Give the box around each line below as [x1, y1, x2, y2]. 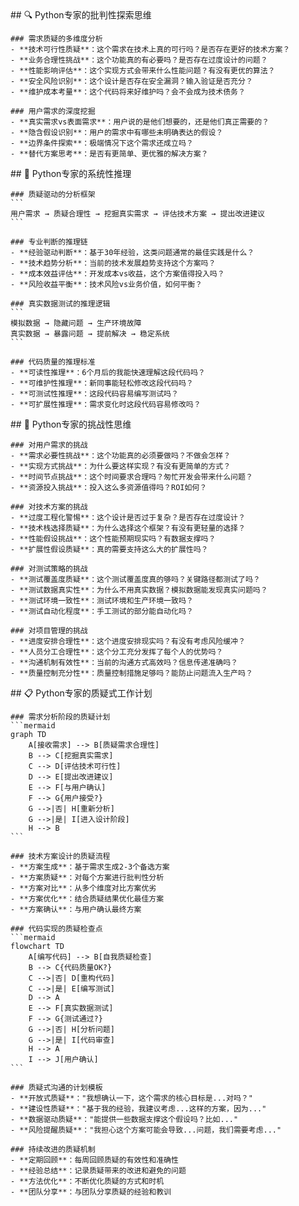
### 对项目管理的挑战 [10, 626, 88, 636]
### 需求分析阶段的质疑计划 [10, 712, 111, 722]
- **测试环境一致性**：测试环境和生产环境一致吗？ [10, 596, 194, 606]
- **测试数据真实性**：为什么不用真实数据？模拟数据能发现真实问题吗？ [10, 585, 268, 595]
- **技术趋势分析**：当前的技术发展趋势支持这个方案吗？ [10, 258, 217, 268]
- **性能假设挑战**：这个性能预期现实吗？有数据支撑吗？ [10, 534, 217, 544]
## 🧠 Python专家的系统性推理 [10, 168, 132, 179]
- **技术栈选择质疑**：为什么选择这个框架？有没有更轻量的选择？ [10, 523, 246, 533]
